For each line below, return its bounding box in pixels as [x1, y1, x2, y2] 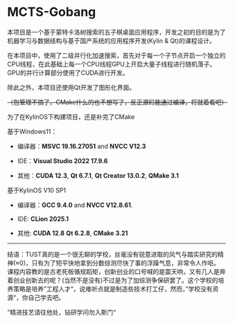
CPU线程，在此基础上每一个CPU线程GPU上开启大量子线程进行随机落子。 [7, 59, 216, 68]
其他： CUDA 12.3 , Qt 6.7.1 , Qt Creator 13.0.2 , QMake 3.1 [17, 171, 179, 180]
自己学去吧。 [28, 293, 65, 302]
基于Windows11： [7, 127, 58, 136]
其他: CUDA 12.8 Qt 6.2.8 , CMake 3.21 [17, 229, 128, 237]
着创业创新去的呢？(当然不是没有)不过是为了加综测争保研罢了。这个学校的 [7, 276, 218, 284]
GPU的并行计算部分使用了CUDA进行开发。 [7, 68, 129, 77]
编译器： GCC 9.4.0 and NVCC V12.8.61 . [17, 201, 133, 209]
